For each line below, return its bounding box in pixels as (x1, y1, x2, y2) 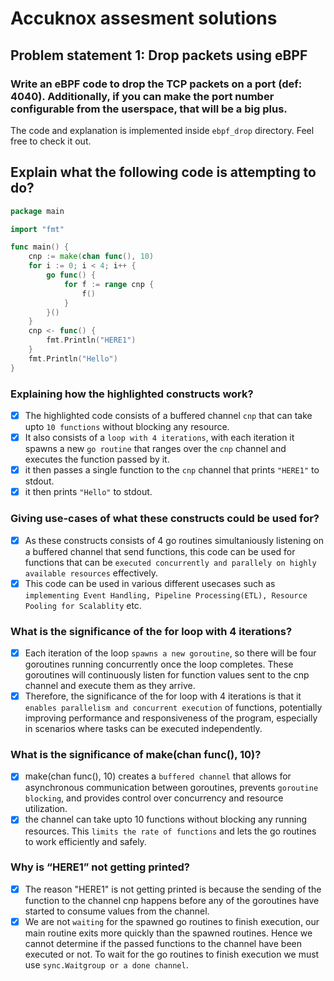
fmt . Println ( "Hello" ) (28, 353, 118, 364)
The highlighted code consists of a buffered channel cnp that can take (24, 409, 313, 421)
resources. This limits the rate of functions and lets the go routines (24, 825, 317, 837)
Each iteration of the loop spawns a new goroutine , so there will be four (24, 647, 317, 659)
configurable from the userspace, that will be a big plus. (10, 102, 288, 116)
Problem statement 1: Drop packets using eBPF (10, 47, 308, 64)
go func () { (46, 270, 97, 281)
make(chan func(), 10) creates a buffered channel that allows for (24, 770, 292, 782)
